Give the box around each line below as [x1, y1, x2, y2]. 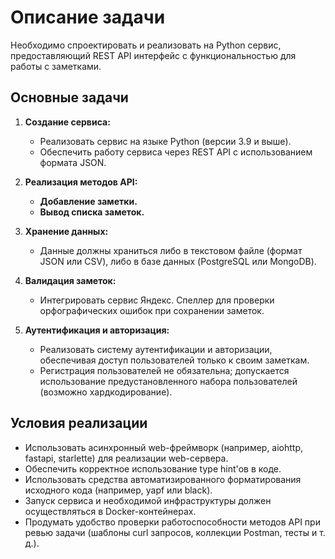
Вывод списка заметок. [39, 206, 145, 218]
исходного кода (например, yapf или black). [24, 484, 213, 496]
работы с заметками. [10, 60, 102, 72]
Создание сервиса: [24, 116, 111, 128]
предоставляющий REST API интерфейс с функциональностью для [10, 49, 297, 61]
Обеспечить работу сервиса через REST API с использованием [39, 146, 313, 158]
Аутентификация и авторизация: [24, 324, 170, 336]
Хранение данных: [24, 225, 109, 237]
